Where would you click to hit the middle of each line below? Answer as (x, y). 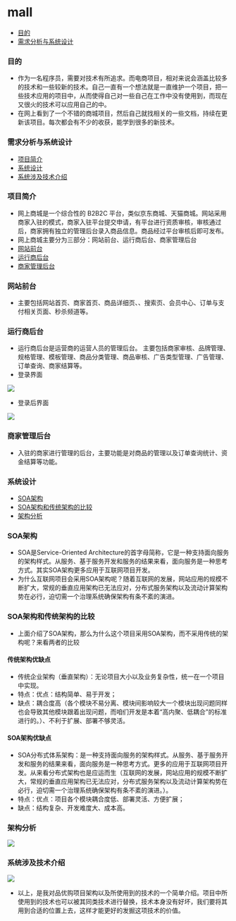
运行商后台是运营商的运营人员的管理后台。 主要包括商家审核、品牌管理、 (123, 348)
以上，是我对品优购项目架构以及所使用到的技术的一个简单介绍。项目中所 (122, 893)
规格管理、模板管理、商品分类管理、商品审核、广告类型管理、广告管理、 (122, 357)
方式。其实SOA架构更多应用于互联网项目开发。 (86, 570)
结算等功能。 (42, 462)
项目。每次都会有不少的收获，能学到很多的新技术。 (104, 122)
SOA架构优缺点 (29, 738)
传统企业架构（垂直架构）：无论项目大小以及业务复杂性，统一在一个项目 (121, 676)
